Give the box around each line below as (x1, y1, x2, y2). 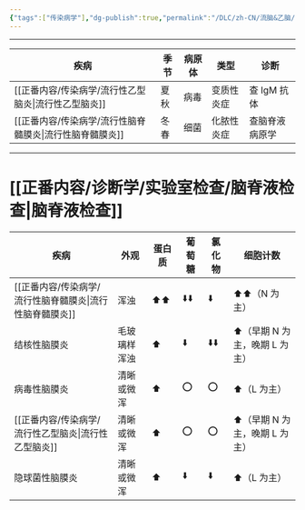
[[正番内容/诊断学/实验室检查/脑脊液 (9, 177, 279, 198)
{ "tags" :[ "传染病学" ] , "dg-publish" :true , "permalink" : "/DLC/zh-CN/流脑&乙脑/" (9, 13, 300, 23)
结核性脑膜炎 (14, 338, 70, 351)
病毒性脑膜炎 (14, 383, 70, 395)
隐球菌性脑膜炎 (14, 471, 79, 484)
